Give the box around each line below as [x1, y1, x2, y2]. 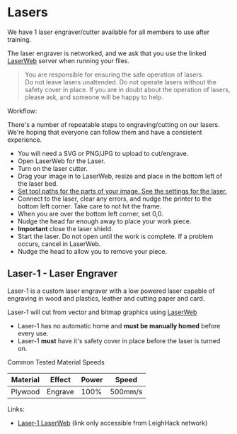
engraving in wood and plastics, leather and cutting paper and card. [7, 294, 205, 302]
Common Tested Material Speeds [7, 357, 105, 366]
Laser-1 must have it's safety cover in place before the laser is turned [17, 336, 221, 345]
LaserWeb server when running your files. [7, 56, 129, 65]
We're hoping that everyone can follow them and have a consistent [7, 128, 202, 136]
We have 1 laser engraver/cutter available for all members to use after [7, 28, 210, 36]
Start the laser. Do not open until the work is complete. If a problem [17, 232, 214, 240]
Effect [50, 374, 71, 384]
